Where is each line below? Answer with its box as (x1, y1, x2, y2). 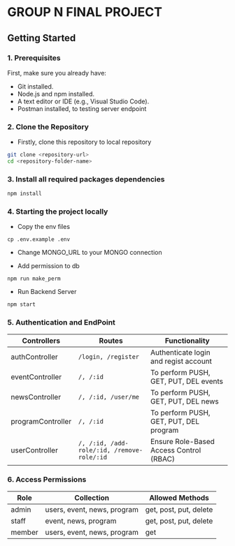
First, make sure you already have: (7, 68, 107, 77)
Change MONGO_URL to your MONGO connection (17, 249, 162, 257)
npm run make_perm (7, 275, 61, 283)
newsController (10, 392, 62, 401)
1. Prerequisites (7, 53, 61, 63)
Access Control (150, 445, 201, 455)
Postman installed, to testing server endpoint (17, 104, 147, 112)
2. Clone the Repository (7, 121, 90, 131)
